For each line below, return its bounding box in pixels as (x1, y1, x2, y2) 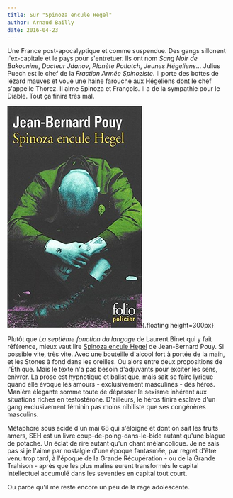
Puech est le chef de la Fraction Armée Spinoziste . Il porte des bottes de (7, 70, 219, 78)
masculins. (7, 410, 39, 419)
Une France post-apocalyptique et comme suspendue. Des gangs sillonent (7, 47, 227, 55)
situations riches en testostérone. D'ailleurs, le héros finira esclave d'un (7, 395, 216, 404)
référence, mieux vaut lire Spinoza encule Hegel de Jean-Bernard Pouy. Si (7, 343, 225, 351)
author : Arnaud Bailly (7, 18, 74, 26)
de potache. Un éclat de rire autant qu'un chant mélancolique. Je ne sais (7, 439, 220, 448)
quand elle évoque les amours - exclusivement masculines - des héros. (7, 380, 215, 389)
